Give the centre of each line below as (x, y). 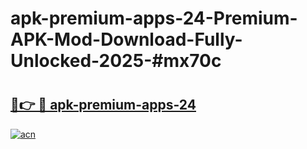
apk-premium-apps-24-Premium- (154, 18)
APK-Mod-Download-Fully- (126, 39)
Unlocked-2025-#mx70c (116, 61)
